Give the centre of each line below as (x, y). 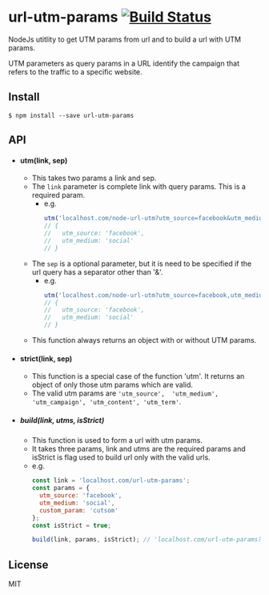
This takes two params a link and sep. (94, 178)
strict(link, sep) (46, 358)
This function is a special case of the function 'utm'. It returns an (138, 376)
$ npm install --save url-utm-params (71, 115)
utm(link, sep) (44, 160)
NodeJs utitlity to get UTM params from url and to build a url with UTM (125, 39)
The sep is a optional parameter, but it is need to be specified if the (142, 263)
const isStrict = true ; (72, 525)
